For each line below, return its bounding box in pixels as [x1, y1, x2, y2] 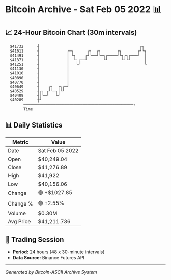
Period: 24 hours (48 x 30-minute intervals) [12, 249, 105, 255]
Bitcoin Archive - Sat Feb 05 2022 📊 [5, 4, 162, 15]
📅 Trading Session [5, 235, 64, 244]
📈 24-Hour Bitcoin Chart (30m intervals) [5, 28, 137, 37]
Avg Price [8, 218, 31, 225]
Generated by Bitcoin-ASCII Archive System [5, 269, 97, 275]
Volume [8, 210, 26, 217]
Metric [12, 138, 29, 145]
